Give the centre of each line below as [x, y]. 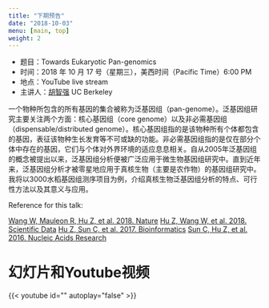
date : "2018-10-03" [41, 23]
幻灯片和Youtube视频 [79, 273]
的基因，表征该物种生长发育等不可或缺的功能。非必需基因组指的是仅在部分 [131, 139]
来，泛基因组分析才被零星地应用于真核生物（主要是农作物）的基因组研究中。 [134, 169]
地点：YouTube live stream [64, 82]
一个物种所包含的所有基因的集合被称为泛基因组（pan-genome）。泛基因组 [130, 109]
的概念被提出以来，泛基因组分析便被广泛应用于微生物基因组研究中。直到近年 [134, 159]
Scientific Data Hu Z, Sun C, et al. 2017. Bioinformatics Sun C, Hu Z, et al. [128, 229]
